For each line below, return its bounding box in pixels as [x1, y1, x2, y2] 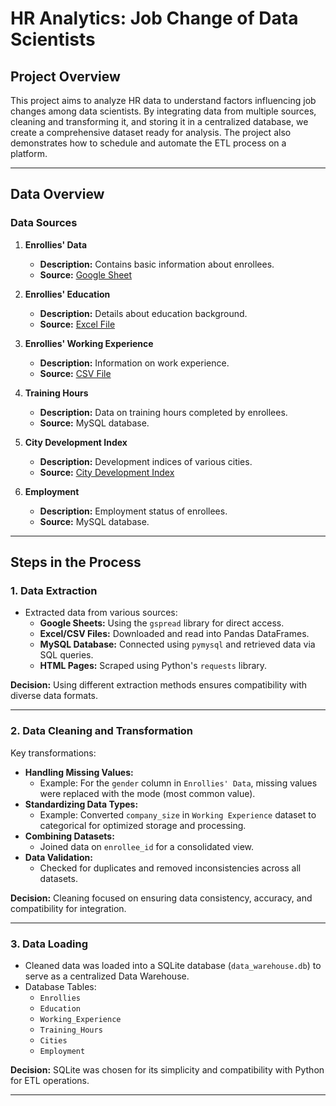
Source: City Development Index [39, 466, 175, 478]
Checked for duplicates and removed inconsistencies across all [39, 862, 302, 874]
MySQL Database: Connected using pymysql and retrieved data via [39, 638, 316, 651]
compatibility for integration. [10, 902, 127, 914]
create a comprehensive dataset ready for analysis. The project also [10, 127, 292, 138]
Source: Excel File [39, 318, 116, 330]
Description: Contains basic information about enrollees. [39, 258, 275, 270]
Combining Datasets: [24, 830, 115, 842]
